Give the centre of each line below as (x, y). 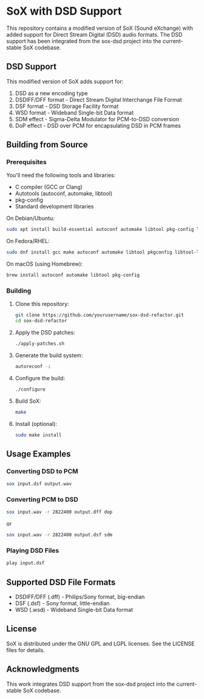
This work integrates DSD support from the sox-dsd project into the (91, 684)
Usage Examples (39, 454)
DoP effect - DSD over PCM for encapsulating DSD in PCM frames (98, 126)
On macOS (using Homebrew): (45, 264)
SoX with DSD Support (64, 11)
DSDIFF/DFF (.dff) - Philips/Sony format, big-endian (80, 597)
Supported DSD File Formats (61, 582)
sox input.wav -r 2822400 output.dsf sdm (59, 535)
